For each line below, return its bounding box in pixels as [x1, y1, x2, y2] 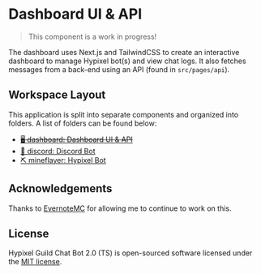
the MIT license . [8, 257, 62, 267]
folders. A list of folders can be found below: [8, 118, 157, 128]
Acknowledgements [8, 182, 113, 195]
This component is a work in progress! [28, 32, 157, 41]
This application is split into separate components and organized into [8, 109, 239, 119]
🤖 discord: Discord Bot [19, 146, 96, 156]
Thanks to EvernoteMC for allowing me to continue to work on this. [8, 203, 232, 213]
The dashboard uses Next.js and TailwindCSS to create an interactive [8, 47, 240, 57]
